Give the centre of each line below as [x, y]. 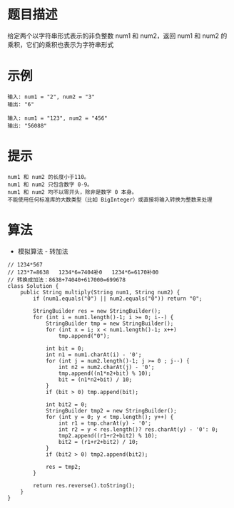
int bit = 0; [65, 348]
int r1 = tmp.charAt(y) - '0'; [105, 423]
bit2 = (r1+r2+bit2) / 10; [98, 442]
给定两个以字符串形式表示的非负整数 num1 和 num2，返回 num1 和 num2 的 [117, 36]
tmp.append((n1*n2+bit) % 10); [105, 373]
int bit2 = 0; [66, 404]
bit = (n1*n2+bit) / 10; [95, 379]
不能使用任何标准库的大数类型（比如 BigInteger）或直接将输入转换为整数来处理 [110, 199]
